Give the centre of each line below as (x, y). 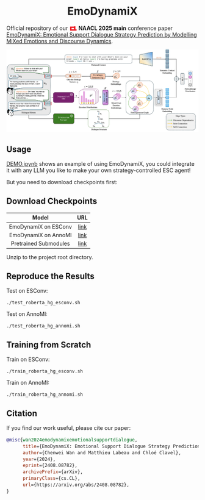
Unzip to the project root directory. (50, 257)
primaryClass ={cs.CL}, (51, 479)
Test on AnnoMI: (27, 314)
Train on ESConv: (28, 359)
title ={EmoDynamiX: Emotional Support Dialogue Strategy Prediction (111, 446)
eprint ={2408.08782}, (50, 466)
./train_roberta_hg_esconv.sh (45, 371)
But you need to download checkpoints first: (62, 182)
